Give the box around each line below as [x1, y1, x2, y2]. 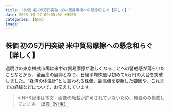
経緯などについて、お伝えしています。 [14, 84, 94, 90]
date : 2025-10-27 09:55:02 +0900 [5, 12, 76, 17]
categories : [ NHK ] [5, 17, 44, 22]
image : [5, 21, 19, 27]
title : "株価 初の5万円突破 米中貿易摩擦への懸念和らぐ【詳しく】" [5, 7, 131, 13]
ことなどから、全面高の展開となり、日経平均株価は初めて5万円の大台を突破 [5, 72, 163, 78]
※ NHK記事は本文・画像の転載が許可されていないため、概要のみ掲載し [17, 95, 165, 101]
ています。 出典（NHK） [17, 101, 69, 107]
